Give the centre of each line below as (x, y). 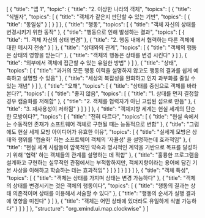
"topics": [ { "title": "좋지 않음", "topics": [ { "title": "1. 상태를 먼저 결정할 (111, 93)
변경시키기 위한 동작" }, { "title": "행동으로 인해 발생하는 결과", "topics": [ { (95, 32)
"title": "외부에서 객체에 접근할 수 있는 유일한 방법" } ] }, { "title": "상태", (92, 63)
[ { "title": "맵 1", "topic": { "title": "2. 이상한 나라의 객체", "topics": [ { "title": (99, 9)
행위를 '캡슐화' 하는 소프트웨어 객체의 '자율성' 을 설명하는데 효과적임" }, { (104, 139)
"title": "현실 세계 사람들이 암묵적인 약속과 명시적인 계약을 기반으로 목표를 (94, 147)
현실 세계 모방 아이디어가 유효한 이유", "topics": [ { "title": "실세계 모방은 (104, 132)
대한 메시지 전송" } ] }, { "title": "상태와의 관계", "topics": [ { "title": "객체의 (96, 47)
